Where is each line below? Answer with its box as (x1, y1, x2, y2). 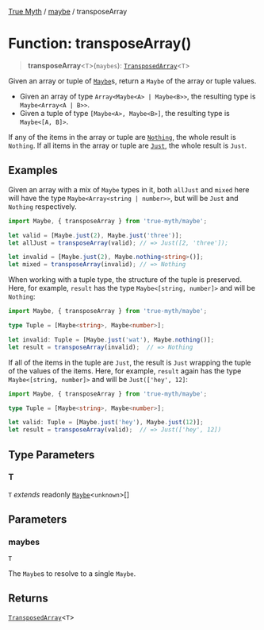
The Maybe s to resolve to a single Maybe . (8, 568, 136, 578)
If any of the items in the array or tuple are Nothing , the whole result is (8, 132, 236, 141)
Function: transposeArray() (8, 35, 192, 52)
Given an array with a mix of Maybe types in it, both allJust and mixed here (8, 184, 250, 194)
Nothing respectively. (8, 202, 77, 211)
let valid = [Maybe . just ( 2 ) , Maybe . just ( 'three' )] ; (8, 231, 182, 239)
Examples (8, 164, 58, 177)
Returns (8, 591, 49, 605)
